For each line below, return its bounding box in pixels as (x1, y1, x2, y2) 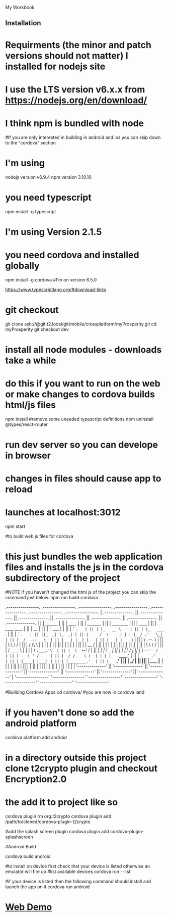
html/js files (5, 399, 56, 411)
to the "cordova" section (5, 139, 56, 146)
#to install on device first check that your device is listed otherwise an (5, 863, 150, 870)
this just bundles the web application (5, 551, 162, 562)
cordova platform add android (5, 734, 67, 740)
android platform (5, 717, 77, 729)
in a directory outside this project (5, 752, 147, 763)
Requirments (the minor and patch (5, 39, 152, 51)
